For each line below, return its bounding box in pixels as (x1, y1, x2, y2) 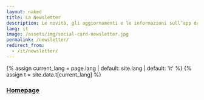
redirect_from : (6, 43, 45, 49)
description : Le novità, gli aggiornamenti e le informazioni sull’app (6, 20, 191, 26)
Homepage (6, 86, 39, 94)
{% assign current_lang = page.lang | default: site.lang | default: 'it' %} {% (6, 64, 192, 72)
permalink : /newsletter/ (6, 37, 69, 43)
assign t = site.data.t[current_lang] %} (6, 70, 102, 78)
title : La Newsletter (6, 14, 61, 20)
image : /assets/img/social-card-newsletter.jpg (6, 31, 129, 37)
